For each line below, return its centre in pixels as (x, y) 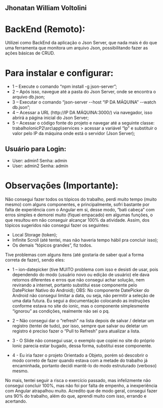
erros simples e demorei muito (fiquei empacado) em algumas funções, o (79, 215)
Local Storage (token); (35, 235)
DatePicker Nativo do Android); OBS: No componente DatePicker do (81, 290)
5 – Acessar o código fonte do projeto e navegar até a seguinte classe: (83, 123)
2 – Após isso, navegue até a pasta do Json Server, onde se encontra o (84, 92)
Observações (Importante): (62, 186)
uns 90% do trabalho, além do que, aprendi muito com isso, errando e (76, 396)
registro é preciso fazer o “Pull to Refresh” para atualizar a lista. (76, 331)
